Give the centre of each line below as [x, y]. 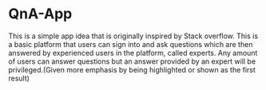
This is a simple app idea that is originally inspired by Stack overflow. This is [133, 36]
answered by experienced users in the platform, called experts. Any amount [133, 53]
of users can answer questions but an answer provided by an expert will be [132, 61]
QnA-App [40, 14]
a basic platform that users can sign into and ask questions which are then [131, 44]
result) [19, 78]
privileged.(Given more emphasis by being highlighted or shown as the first [132, 69]
